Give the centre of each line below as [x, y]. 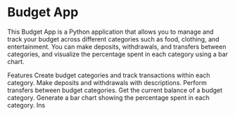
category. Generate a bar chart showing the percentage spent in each [108, 97]
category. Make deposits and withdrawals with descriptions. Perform [107, 82]
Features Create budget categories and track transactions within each [109, 75]
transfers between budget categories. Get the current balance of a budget [115, 90]
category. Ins [26, 105]
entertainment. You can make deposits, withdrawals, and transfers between [117, 46]
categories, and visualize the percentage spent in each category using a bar [118, 54]
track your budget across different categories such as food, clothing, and [113, 39]
